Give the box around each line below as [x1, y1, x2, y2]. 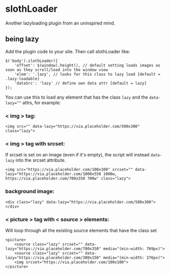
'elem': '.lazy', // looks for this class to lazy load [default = [14, 72, 160, 77]
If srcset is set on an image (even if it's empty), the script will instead [5, 152, 150, 158]
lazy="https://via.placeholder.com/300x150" [5, 255, 101, 260]
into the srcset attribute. [15, 157, 66, 164]
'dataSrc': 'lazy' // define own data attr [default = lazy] [14, 80, 147, 86]
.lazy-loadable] [5, 76, 40, 81]
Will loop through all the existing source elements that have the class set [5, 227, 157, 233]
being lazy [5, 35, 39, 43]
